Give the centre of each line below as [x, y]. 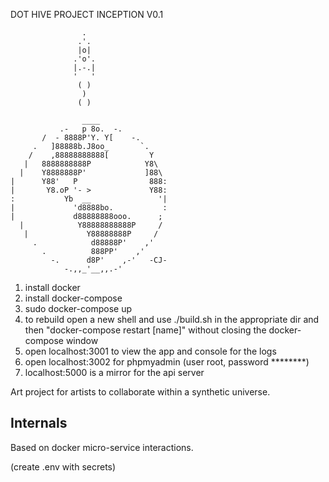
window [82, 340]
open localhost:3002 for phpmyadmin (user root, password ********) [167, 362]
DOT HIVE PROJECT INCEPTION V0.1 [87, 14]
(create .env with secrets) [63, 466]
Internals [39, 423]
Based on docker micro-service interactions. [102, 447]
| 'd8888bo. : [89, 208]
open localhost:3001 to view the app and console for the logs [150, 351]
